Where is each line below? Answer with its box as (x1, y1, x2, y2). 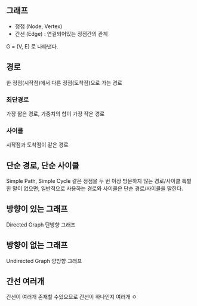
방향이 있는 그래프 (6, 204, 68, 214)
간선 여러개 (6, 277, 45, 287)
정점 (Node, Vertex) (14, 23, 63, 30)
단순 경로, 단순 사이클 (6, 160, 79, 170)
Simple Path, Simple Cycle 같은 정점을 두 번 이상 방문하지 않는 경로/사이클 (6, 178, 181, 185)
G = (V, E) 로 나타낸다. (6, 42, 59, 50)
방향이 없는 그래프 (6, 240, 68, 250)
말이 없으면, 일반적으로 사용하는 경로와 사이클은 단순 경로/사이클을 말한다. (12, 185, 183, 192)
